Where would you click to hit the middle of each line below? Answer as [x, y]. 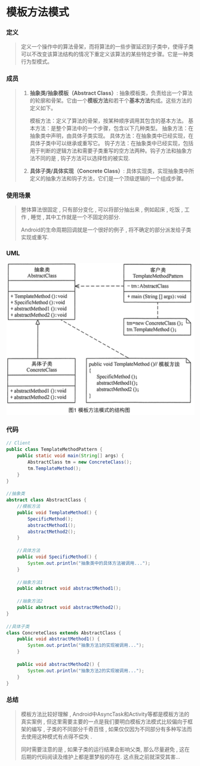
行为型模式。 [36, 62]
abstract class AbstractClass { [46, 500]
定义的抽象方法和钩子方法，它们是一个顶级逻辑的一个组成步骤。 [108, 178]
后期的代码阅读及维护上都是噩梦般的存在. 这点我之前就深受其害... [100, 756]
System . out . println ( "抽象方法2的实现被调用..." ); [86, 671]
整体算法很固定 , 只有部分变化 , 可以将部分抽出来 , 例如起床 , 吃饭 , [102, 210]
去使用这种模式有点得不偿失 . [56, 736]
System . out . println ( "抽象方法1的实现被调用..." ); [86, 646]
